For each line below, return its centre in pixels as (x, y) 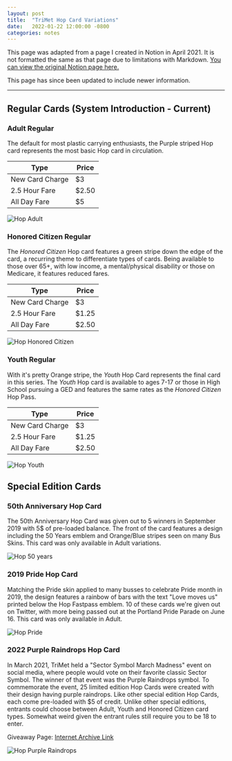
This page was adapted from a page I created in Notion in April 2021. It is (111, 52)
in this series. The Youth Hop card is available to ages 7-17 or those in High (114, 382)
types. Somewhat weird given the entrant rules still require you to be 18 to (112, 716)
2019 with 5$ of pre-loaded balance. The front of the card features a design (115, 528)
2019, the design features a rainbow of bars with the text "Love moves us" (113, 597)
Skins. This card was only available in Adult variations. (84, 543)
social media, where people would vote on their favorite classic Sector (107, 672)
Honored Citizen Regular (49, 237)
